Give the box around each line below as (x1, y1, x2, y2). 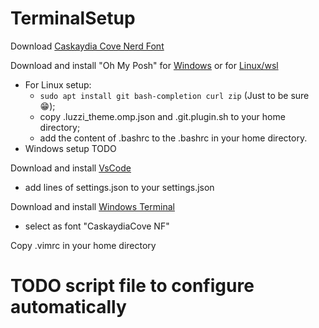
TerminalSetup (10, 7, 136, 30)
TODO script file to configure (10, 275, 255, 297)
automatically (10, 296, 127, 319)
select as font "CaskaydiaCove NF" (24, 220, 170, 232)
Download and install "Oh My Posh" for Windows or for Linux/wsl (10, 59, 279, 71)
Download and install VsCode (10, 162, 132, 174)
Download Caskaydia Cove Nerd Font (10, 40, 165, 52)
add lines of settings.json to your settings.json (24, 181, 215, 193)
